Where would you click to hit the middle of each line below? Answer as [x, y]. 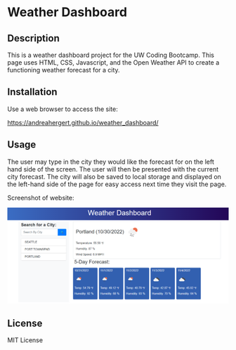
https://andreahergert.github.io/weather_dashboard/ [83, 122]
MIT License [25, 340]
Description [33, 38]
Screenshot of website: [41, 197]
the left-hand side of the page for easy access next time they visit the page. [117, 184]
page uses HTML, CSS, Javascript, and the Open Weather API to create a [113, 63]
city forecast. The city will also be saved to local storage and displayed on [114, 176]
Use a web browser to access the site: [63, 109]
